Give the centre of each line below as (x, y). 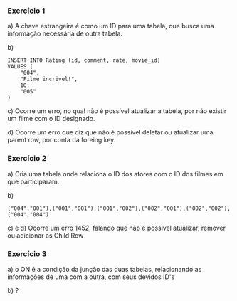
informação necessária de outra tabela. (65, 33)
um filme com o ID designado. (51, 119)
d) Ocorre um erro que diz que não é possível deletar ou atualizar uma (110, 132)
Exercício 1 (26, 11)
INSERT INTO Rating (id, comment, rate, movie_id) (84, 60)
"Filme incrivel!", (49, 79)
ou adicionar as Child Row (46, 235)
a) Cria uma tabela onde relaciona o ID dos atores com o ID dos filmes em (115, 174)
